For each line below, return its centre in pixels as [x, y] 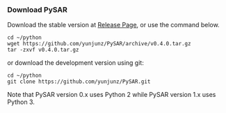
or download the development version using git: [75, 63]
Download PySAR [37, 10]
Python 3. [21, 102]
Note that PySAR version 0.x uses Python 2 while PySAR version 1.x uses [112, 95]
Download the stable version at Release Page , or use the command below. [114, 25]
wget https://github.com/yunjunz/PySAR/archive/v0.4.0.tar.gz [99, 44]
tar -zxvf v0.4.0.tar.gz [43, 50]
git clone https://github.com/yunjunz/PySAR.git [79, 82]
